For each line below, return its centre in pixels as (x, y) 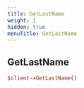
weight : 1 (22, 20)
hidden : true (26, 27)
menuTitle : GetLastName (42, 33)
